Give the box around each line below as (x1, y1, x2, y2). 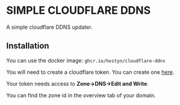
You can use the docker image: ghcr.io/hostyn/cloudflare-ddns (6, 56, 166, 64)
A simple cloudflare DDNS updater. (6, 23, 93, 31)
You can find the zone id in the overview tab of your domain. (6, 91, 157, 99)
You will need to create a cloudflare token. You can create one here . (6, 68, 175, 76)
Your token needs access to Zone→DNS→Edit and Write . (6, 80, 149, 87)
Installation (6, 41, 49, 51)
